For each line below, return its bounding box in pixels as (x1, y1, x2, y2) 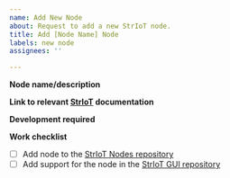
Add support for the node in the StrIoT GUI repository (22, 159, 221, 170)
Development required (9, 114, 96, 125)
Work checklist (9, 131, 68, 142)
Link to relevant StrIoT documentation (9, 96, 154, 108)
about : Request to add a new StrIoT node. (9, 22, 171, 31)
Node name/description (9, 79, 101, 90)
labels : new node (9, 38, 75, 48)
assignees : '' (9, 47, 63, 56)
